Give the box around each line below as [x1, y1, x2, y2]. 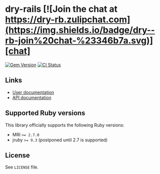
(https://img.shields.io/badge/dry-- [5, 25, 156, 36]
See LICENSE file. [5, 164, 39, 170]
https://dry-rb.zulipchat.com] [5, 14, 131, 25]
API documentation [12, 94, 52, 100]
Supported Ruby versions [5, 109, 85, 117]
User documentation [12, 89, 54, 95]
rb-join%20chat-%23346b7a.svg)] [5, 35, 153, 46]
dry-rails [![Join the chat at [5, 3, 118, 15]
